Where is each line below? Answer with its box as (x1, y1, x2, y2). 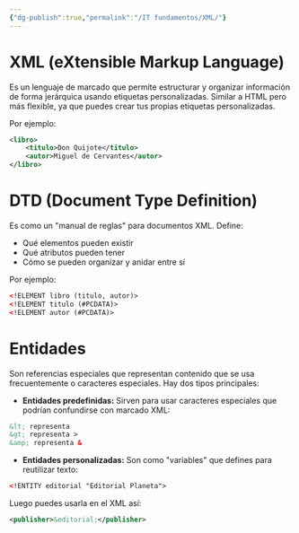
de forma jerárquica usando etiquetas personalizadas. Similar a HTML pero (9, 91, 287, 101)
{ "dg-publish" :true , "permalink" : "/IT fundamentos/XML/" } (9, 13, 227, 22)
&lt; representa (9, 422, 70, 431)
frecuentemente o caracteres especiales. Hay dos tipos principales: (9, 378, 259, 389)
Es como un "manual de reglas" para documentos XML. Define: (9, 221, 244, 231)
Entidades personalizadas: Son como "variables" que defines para (22, 455, 272, 466)
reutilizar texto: (22, 464, 78, 476)
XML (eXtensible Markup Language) (9, 51, 285, 72)
